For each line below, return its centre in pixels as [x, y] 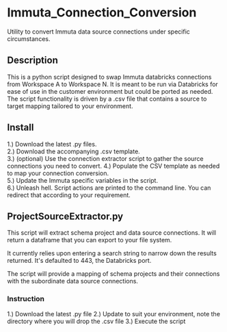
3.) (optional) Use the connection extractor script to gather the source [105, 158]
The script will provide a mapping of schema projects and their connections [113, 274]
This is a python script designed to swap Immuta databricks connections [109, 77]
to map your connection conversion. [58, 173]
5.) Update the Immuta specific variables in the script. [83, 180]
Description [32, 61]
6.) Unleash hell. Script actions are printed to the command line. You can [109, 188]
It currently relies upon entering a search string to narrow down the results [112, 253]
